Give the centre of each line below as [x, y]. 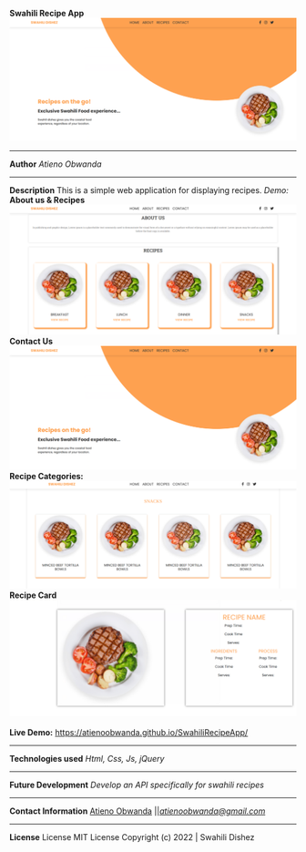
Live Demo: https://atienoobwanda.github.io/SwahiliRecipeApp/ [129, 732]
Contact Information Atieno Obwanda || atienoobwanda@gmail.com [138, 811]
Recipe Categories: [46, 476]
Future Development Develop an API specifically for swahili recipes [137, 785]
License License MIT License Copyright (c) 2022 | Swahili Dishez [132, 837]
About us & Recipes [47, 200]
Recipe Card [33, 595]
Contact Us [31, 342]
